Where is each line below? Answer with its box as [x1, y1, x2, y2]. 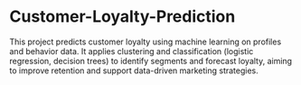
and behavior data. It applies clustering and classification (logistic [9, 45, 254, 56]
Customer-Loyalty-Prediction [9, 6, 236, 27]
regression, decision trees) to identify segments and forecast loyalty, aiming [9, 55, 292, 66]
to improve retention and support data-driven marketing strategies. [9, 65, 259, 76]
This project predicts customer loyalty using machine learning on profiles [9, 36, 282, 47]
